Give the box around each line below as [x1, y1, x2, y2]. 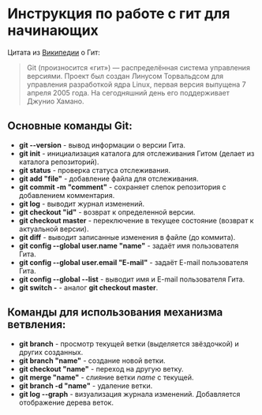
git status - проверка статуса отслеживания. [18, 165, 171, 174]
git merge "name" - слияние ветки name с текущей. [18, 372, 194, 382]
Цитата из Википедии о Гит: [7, 47, 100, 57]
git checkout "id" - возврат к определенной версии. [18, 207, 196, 217]
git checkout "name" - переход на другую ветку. [18, 364, 184, 373]
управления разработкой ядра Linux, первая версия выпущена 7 [26, 80, 246, 89]
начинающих [7, 21, 99, 39]
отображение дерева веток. [18, 398, 114, 407]
